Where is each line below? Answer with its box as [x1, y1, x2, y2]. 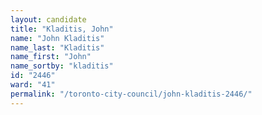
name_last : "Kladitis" [10, 42, 105, 53]
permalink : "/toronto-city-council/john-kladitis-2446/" [10, 89, 253, 99]
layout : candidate [10, 14, 87, 25]
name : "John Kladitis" [10, 33, 105, 43]
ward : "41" [10, 80, 56, 90]
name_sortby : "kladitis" [10, 61, 114, 71]
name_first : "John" [10, 52, 92, 62]
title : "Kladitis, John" [10, 24, 114, 34]
